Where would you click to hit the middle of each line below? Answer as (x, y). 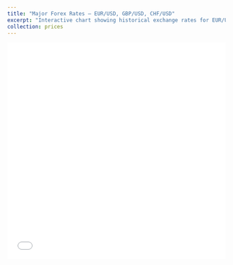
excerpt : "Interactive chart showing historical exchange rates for (108, 20)
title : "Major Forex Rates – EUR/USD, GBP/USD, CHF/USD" (91, 14)
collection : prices (35, 26)
